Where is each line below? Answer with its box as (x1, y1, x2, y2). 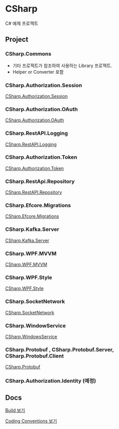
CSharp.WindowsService (5, 333, 57, 339)
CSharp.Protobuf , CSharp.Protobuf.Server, (5, 346, 114, 353)
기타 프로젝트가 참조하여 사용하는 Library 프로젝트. (12, 63, 112, 69)
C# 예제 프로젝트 (5, 20, 39, 26)
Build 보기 (5, 407, 25, 413)
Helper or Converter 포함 (12, 69, 64, 75)
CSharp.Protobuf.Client (5, 352, 64, 359)
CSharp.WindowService (5, 322, 66, 329)
